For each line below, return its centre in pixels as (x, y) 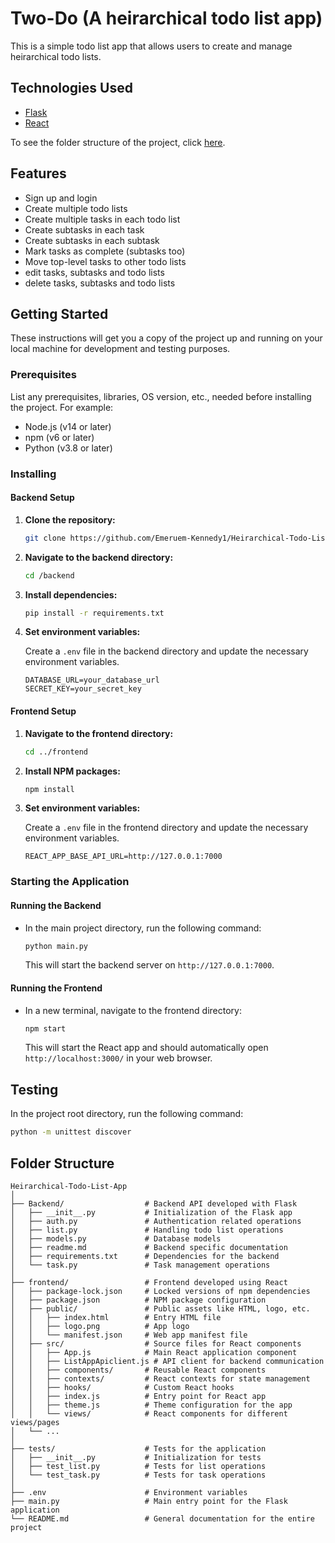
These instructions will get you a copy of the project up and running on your (166, 338)
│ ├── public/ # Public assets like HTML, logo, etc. (160, 1308)
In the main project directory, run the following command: (143, 928)
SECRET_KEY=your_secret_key (83, 689)
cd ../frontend (56, 752)
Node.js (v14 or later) (68, 426)
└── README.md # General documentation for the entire (162, 1518)
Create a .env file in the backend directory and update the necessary (166, 651)
